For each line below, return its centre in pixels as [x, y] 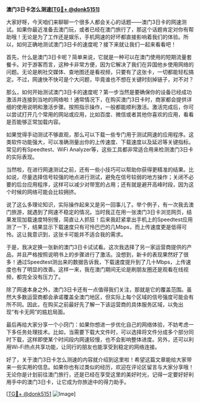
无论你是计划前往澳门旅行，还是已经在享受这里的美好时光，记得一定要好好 [97, 374]
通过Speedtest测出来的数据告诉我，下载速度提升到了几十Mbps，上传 [101, 262]
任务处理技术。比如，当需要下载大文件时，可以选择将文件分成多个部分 [102, 332]
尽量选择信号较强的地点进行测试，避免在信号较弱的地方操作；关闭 [102, 177]
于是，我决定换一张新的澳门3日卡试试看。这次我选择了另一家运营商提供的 [96, 247]
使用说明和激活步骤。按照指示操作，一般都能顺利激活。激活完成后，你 [102, 107]
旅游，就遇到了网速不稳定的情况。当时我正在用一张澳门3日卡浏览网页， [99, 212]
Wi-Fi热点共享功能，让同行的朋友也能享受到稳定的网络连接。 [86, 347]
